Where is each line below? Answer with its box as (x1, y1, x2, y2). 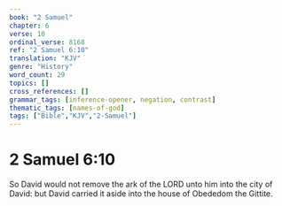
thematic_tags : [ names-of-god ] (9, 103, 125, 112)
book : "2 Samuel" (9, 12, 74, 22)
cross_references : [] (9, 87, 90, 95)
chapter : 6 (9, 21, 50, 30)
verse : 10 (9, 29, 46, 38)
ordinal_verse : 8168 (9, 37, 86, 47)
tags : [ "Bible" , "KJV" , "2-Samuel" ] (9, 111, 137, 120)
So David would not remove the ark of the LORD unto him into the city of (9, 179, 273, 190)
